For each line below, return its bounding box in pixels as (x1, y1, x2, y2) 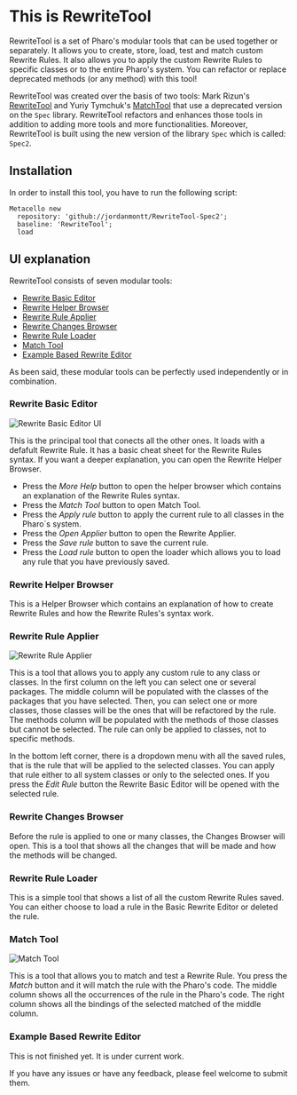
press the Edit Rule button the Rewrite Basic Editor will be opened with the (9, 779, 280, 790)
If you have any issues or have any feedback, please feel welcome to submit (9, 1067, 288, 1078)
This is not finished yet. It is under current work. (9, 1051, 184, 1061)
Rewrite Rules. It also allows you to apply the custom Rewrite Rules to (9, 54, 263, 65)
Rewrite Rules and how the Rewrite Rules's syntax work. (9, 608, 215, 619)
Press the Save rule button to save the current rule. (21, 537, 209, 548)
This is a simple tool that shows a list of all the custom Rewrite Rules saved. (9, 893, 285, 903)
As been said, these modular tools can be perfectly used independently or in (9, 366, 289, 377)
